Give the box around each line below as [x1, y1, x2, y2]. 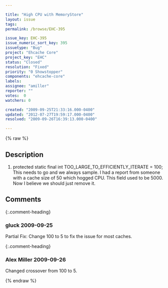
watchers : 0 [5, 98, 31, 103]
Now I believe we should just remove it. [12, 180, 96, 186]
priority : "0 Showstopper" [5, 69, 63, 75]
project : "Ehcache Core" [5, 50, 58, 55]
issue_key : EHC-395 [5, 35, 47, 41]
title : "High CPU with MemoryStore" [5, 12, 83, 17]
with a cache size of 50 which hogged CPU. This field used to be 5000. [12, 174, 163, 181]
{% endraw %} [5, 278, 37, 284]
